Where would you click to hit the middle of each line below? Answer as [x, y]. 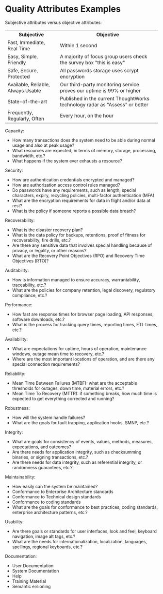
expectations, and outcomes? [41, 447]
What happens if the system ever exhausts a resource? [67, 161]
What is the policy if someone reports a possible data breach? [74, 211]
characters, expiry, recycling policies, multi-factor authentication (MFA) [83, 195]
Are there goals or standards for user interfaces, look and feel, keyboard [84, 531]
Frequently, [20, 112]
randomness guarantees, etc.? [42, 467]
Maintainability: [20, 477]
